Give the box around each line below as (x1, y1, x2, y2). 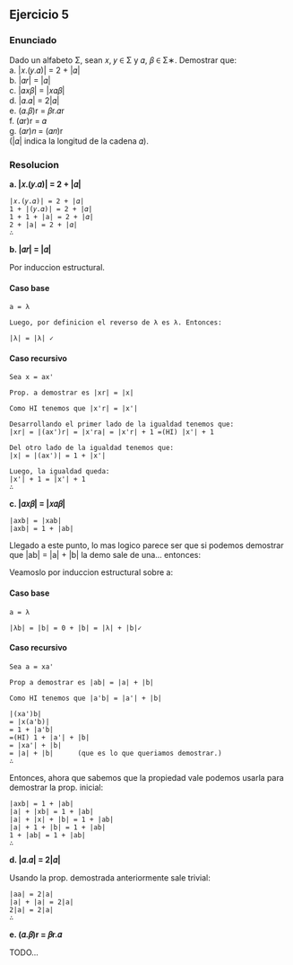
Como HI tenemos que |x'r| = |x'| (9, 404, 139, 413)
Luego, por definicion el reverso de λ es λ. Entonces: (9, 318, 222, 327)
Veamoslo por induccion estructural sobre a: (9, 567, 173, 578)
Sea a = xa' (9, 662, 54, 671)
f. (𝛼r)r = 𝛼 (9, 115, 47, 126)
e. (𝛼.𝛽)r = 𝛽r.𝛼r (9, 105, 65, 116)
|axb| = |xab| (9, 517, 63, 526)
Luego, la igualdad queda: (9, 467, 110, 476)
